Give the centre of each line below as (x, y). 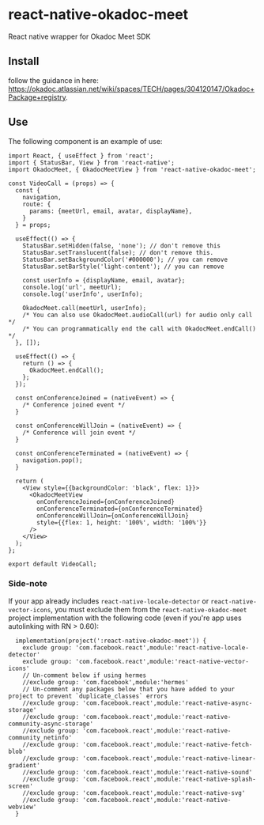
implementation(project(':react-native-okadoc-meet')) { (111, 641)
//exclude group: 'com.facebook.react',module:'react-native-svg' (134, 793)
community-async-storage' (51, 724)
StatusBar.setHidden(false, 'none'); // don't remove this (122, 246)
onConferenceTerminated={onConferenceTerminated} (120, 509)
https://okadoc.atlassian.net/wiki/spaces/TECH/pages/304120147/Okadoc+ (132, 89)
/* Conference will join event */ (79, 433)
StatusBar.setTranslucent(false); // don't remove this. (118, 252)
